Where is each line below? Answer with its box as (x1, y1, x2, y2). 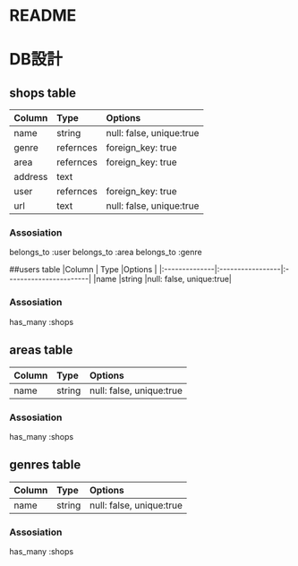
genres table (9, 458, 81, 473)
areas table (9, 342, 73, 358)
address (13, 171, 48, 184)
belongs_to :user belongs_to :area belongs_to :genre (9, 247, 203, 258)
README (9, 5, 77, 26)
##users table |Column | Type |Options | (9, 264, 158, 275)
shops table (9, 85, 77, 100)
